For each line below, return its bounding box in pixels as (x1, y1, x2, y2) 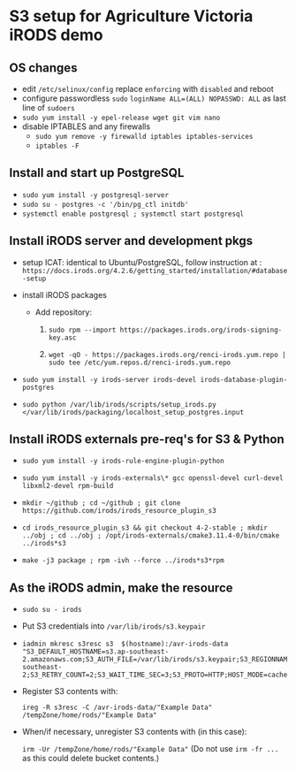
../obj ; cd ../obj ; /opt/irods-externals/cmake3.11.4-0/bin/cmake (21, 531, 280, 540)
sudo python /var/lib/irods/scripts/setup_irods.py (21, 400, 216, 408)
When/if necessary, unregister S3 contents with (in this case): (21, 727, 247, 737)
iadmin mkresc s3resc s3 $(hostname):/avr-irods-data (21, 639, 229, 649)
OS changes (9, 60, 78, 75)
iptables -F (34, 141, 80, 150)
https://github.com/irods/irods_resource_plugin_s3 (21, 507, 216, 515)
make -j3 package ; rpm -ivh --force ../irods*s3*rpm (21, 556, 224, 565)
